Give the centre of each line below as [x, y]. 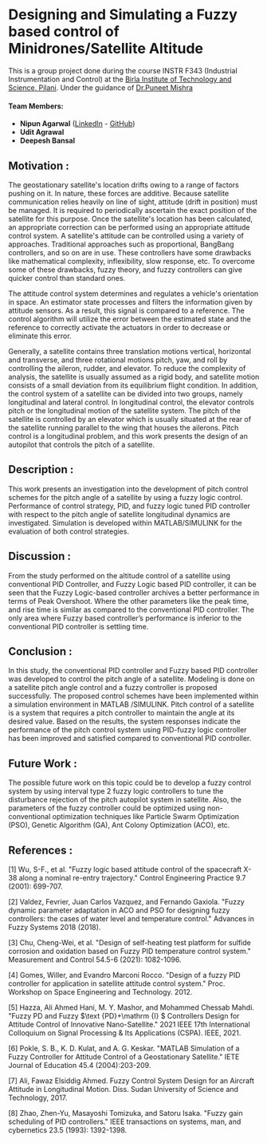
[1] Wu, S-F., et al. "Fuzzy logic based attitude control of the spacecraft [125, 869]
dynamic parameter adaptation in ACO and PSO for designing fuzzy [119, 910]
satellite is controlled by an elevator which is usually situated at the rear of [130, 419]
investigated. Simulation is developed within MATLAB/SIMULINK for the [125, 522]
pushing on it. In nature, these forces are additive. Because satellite [119, 193]
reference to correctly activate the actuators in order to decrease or [120, 327]
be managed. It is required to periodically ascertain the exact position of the [133, 210]
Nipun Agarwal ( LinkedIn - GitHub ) [77, 124]
